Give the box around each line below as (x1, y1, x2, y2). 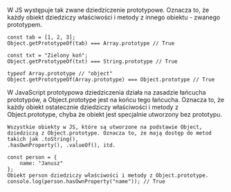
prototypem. (7, 21, 43, 28)
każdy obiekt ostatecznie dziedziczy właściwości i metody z (7, 103, 178, 111)
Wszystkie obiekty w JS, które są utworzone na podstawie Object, (7, 124, 203, 131)
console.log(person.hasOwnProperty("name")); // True (7, 178, 166, 185)
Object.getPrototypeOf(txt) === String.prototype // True (7, 58, 178, 65)
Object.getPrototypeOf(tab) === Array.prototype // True (7, 40, 175, 47)
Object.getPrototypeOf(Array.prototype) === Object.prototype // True (7, 76, 215, 83)
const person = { (7, 154, 57, 161)
